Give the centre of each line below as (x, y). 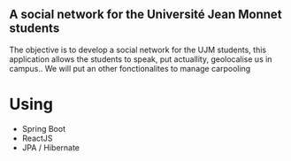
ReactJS (37, 138)
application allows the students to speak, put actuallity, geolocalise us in (141, 59)
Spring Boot (44, 128)
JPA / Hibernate (51, 147)
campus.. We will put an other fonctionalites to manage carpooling (130, 68)
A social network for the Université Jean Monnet (145, 15)
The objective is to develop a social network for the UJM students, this (138, 50)
